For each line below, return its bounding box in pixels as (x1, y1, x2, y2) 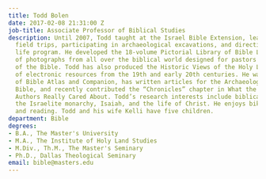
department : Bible (8, 115, 69, 123)
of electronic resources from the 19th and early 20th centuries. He (15, 70, 249, 78)
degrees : (8, 122, 37, 130)
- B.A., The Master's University (8, 129, 119, 137)
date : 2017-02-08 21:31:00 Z (8, 19, 104, 27)
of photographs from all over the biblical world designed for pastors (15, 56, 257, 64)
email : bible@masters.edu (8, 159, 93, 167)
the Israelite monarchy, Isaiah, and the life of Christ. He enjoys (15, 100, 246, 108)
